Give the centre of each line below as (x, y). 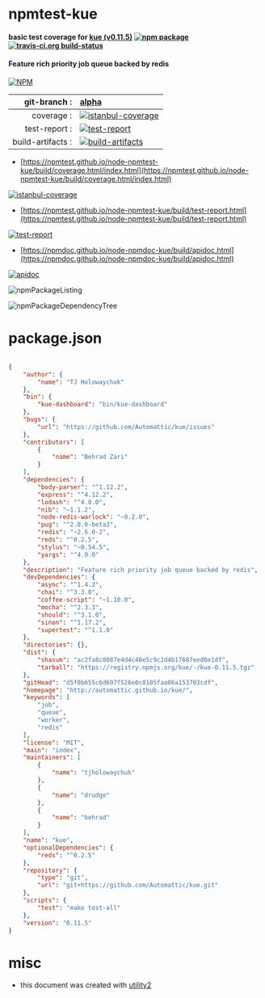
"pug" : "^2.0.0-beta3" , (77, 525)
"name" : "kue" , (48, 840)
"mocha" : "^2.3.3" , (70, 607)
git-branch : (48, 102)
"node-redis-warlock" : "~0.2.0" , (94, 517)
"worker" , (54, 720)
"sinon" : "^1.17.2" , (72, 622)
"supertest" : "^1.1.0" (76, 630)
